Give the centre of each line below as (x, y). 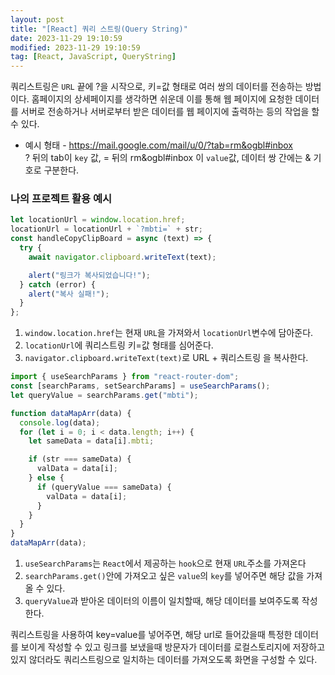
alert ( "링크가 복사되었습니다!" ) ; (89, 275)
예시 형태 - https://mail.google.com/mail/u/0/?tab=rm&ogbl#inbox (159, 145)
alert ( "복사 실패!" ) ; (69, 294)
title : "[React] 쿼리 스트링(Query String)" (99, 29)
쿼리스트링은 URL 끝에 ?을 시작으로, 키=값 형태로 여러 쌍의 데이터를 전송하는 (156, 87)
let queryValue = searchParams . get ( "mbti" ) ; (104, 395)
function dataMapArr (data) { (71, 413)
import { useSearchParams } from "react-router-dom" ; (125, 377)
